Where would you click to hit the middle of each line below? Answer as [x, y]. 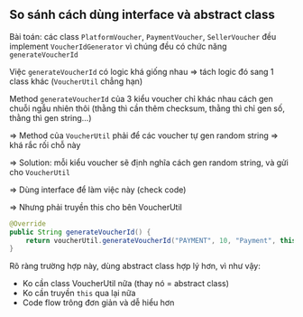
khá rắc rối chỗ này [45, 145]
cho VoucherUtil [40, 172]
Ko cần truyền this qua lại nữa [79, 294]
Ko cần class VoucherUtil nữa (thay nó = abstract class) [126, 284]
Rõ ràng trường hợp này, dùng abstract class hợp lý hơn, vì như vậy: [135, 266]
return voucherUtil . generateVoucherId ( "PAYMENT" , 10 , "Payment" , [151, 240]
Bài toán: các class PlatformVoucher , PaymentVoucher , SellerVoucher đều [143, 36]
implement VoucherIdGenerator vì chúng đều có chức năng [118, 46]
